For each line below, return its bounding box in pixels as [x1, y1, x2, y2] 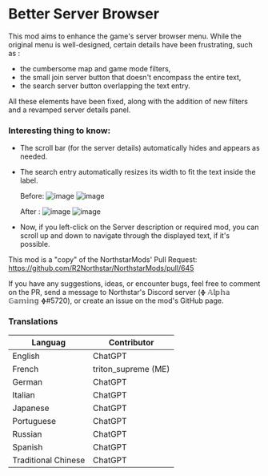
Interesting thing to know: [8, 125, 110, 136]
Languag [31, 337, 66, 348]
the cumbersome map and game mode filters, [19, 63, 171, 73]
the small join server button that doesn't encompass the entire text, [19, 72, 242, 82]
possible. [19, 240, 50, 249]
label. [19, 175, 38, 185]
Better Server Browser [8, 5, 160, 23]
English [12, 350, 40, 361]
